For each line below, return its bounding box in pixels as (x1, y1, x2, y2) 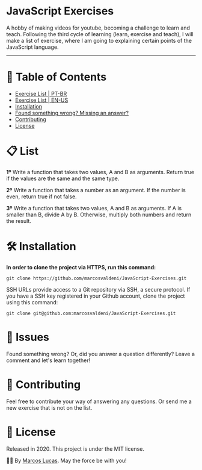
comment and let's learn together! (6, 357, 91, 364)
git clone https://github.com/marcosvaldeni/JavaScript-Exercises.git (6, 275, 187, 281)
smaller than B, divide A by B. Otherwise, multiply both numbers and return (6, 211, 192, 218)
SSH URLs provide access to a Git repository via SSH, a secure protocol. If (6, 286, 191, 293)
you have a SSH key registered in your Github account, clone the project (6, 292, 185, 299)
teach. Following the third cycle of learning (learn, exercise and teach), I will (6, 30, 194, 37)
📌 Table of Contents (6, 70, 107, 84)
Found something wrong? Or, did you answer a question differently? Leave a (6, 350, 195, 357)
